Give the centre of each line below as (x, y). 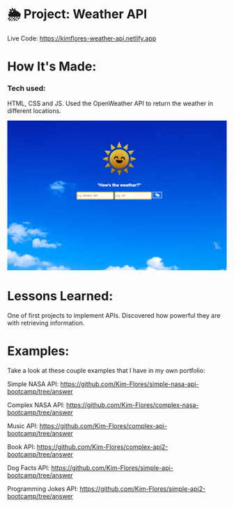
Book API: (21, 447)
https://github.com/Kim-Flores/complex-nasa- (132, 405)
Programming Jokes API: (43, 488)
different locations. (34, 111)
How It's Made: (52, 67)
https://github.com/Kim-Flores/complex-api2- (102, 447)
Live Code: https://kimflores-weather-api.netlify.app (82, 38)
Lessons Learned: (60, 296)
